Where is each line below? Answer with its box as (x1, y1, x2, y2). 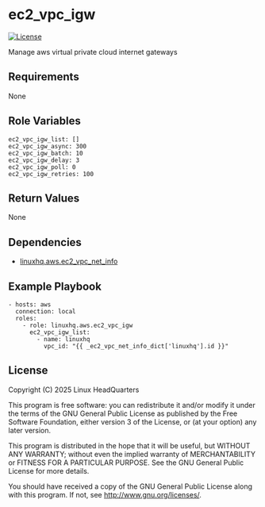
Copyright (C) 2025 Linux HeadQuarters (8, 385, 140, 394)
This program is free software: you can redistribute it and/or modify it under (8, 400, 255, 409)
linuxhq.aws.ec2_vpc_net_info (19, 256, 118, 267)
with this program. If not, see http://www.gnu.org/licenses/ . (8, 490, 202, 499)
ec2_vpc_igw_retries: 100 (8, 170, 94, 178)
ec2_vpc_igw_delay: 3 (8, 156, 80, 164)
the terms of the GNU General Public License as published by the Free (8, 409, 238, 418)
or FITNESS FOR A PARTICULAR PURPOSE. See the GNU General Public (8, 458, 244, 467)
